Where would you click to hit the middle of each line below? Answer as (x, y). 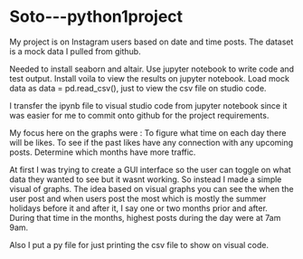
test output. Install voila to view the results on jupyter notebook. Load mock (149, 78)
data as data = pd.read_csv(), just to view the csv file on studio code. (138, 88)
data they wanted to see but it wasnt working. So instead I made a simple (146, 179)
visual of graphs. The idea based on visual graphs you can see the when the (151, 188)
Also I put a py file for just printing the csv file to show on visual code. (139, 245)
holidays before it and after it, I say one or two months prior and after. (139, 208)
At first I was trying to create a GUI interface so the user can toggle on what (150, 169)
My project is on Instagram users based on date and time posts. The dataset (151, 42)
